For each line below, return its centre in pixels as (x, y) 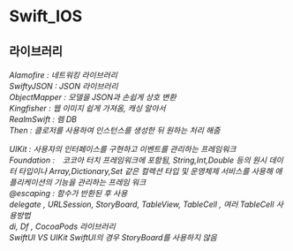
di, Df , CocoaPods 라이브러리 (63, 226)
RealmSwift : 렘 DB (43, 119)
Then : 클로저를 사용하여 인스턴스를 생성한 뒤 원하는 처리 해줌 (115, 131)
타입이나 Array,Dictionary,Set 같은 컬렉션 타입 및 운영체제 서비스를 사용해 (146, 171)
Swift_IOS (46, 16)
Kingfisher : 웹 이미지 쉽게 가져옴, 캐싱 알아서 (87, 109)
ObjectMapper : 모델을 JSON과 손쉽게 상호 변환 (93, 97)
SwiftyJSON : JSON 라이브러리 (64, 87)
